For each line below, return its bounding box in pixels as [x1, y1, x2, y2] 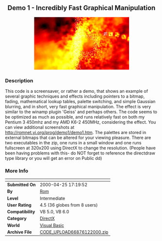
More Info [5, 168, 29, 174]
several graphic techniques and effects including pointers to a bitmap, [5, 93, 145, 99]
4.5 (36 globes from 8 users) [39, 202, 98, 208]
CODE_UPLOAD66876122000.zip [39, 229, 109, 235]
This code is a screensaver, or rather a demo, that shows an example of [5, 88, 148, 94]
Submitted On [7, 182, 36, 188]
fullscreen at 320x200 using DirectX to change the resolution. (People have [5, 145, 156, 151]
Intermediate [39, 195, 65, 201]
